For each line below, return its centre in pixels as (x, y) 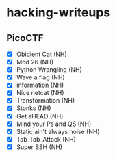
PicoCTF (25, 38)
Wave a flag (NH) (41, 77)
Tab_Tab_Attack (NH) (46, 139)
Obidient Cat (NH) (42, 54)
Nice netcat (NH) (40, 93)
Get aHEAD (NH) (40, 116)
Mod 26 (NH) (35, 62)
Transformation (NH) (45, 101)
